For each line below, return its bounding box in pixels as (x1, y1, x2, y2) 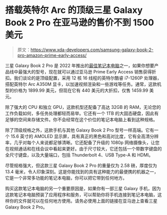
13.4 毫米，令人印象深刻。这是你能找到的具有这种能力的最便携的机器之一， (5, 168, 159, 174)
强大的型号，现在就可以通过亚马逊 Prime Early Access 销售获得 (22, 69, 152, 74)
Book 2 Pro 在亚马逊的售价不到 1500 (5, 17, 154, 28)
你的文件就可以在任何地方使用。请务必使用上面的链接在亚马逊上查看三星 (9, 198, 158, 204)
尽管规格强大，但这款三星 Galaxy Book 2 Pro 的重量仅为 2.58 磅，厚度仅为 (5, 162, 158, 168)
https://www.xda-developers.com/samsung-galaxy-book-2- (30, 47, 154, 53)
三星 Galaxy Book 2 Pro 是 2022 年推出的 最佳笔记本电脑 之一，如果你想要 (5, 63, 155, 69)
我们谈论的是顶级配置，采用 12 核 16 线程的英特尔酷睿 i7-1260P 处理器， (13, 75, 162, 81)
